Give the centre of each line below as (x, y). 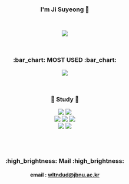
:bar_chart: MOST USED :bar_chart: (65, 60)
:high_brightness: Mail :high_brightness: (65, 160)
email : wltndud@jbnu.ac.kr (65, 175)
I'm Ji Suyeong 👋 (65, 9)
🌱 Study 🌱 (65, 99)
